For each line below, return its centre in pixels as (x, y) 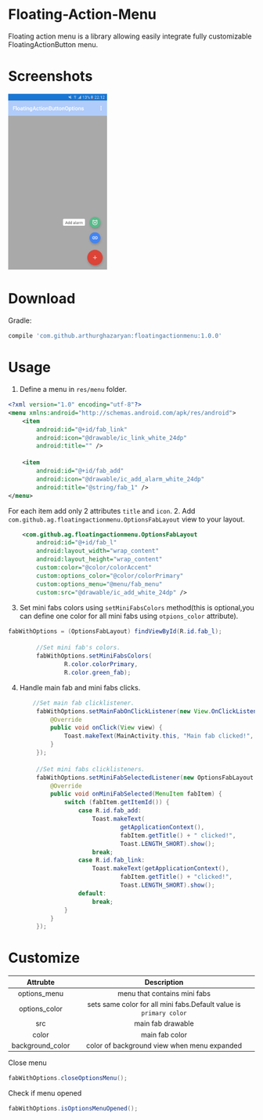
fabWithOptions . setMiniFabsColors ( (94, 656)
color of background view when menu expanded (164, 1045)
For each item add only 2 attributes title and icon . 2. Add (102, 511)
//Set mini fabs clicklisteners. (91, 769)
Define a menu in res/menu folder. (73, 389)
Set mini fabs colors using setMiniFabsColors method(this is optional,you (137, 607)
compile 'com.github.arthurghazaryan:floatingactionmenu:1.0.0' (115, 336)
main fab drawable (164, 1023)
